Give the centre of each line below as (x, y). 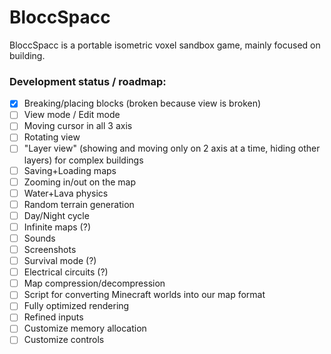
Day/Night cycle (56, 215)
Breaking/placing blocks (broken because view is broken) (142, 103)
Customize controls (64, 340)
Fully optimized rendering (76, 306)
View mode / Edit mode (72, 115)
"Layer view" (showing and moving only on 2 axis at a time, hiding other (172, 148)
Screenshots (50, 249)
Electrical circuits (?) (66, 272)
